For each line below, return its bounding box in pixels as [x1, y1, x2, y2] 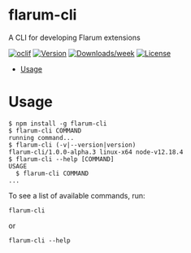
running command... [8, 133, 75, 142]
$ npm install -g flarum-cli [8, 120, 107, 128]
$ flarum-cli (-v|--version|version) [8, 141, 137, 149]
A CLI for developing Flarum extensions [8, 33, 141, 42]
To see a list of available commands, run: [8, 190, 145, 200]
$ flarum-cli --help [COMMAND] [8, 155, 115, 164]
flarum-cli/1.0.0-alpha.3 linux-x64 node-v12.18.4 [8, 148, 184, 156]
